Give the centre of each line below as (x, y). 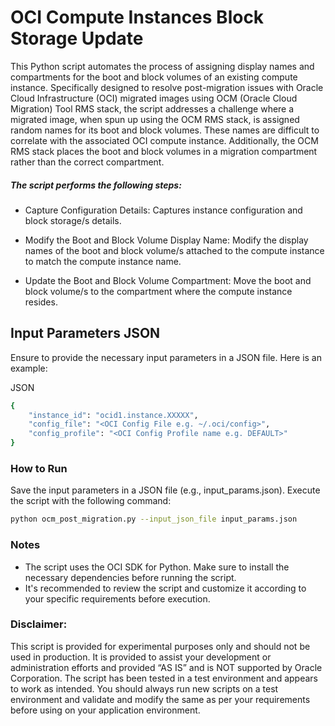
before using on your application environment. (105, 710)
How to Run (39, 469)
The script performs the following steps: (96, 185)
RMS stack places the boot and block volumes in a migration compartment (164, 151)
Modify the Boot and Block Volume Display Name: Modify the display (166, 240)
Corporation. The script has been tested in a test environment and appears (164, 678)
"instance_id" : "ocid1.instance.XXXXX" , (113, 415)
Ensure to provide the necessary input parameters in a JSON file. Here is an (166, 357)
